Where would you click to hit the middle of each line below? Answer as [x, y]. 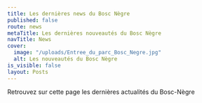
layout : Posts [28, 72]
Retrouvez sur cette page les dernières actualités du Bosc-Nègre [101, 92]
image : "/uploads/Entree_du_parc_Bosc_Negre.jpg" [87, 53]
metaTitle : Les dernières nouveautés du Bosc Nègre [84, 33]
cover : [17, 46]
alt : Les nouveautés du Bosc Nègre [66, 59]
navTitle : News [29, 40]
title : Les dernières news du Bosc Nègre [69, 14]
